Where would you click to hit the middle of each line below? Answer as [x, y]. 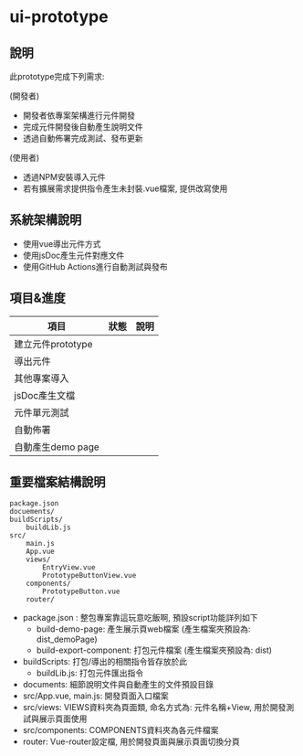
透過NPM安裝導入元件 [64, 177]
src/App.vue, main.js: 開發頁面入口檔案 [95, 696]
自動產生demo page [57, 447]
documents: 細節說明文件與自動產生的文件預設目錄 [118, 685]
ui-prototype [59, 17]
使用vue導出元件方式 [62, 243]
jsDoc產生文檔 [45, 395]
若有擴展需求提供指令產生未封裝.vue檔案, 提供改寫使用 [125, 188]
